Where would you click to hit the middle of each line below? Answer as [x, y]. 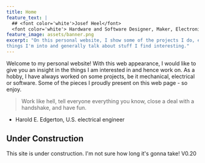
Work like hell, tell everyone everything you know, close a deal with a [108, 101]
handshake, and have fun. [54, 107]
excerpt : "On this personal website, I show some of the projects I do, [101, 40]
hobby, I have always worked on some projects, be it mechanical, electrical [101, 76]
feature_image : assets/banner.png [50, 35]
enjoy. [14, 89]
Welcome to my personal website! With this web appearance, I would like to [101, 63]
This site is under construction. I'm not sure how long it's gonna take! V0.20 [102, 153]
